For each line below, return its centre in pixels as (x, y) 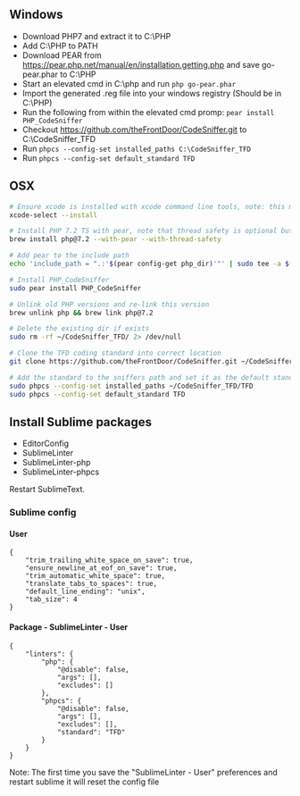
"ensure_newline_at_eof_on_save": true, (101, 568)
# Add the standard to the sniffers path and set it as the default (139, 377)
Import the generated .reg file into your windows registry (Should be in (152, 93)
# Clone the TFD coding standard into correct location (115, 353)
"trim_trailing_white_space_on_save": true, (109, 561)
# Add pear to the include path (69, 256)
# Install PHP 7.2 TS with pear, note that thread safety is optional (143, 231)
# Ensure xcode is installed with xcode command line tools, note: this (147, 206)
